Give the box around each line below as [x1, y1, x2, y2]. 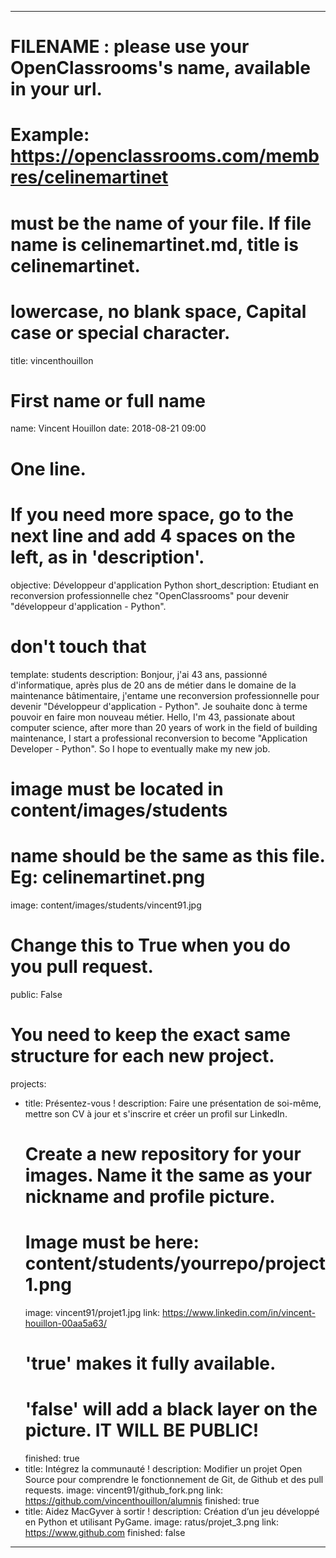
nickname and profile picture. [24, 1185, 276, 1208]
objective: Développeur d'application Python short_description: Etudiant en [10, 579, 320, 591]
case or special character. [10, 321, 231, 344]
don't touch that [10, 635, 147, 658]
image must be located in [10, 777, 224, 800]
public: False [10, 988, 63, 1000]
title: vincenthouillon [10, 354, 94, 366]
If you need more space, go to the [10, 503, 294, 526]
